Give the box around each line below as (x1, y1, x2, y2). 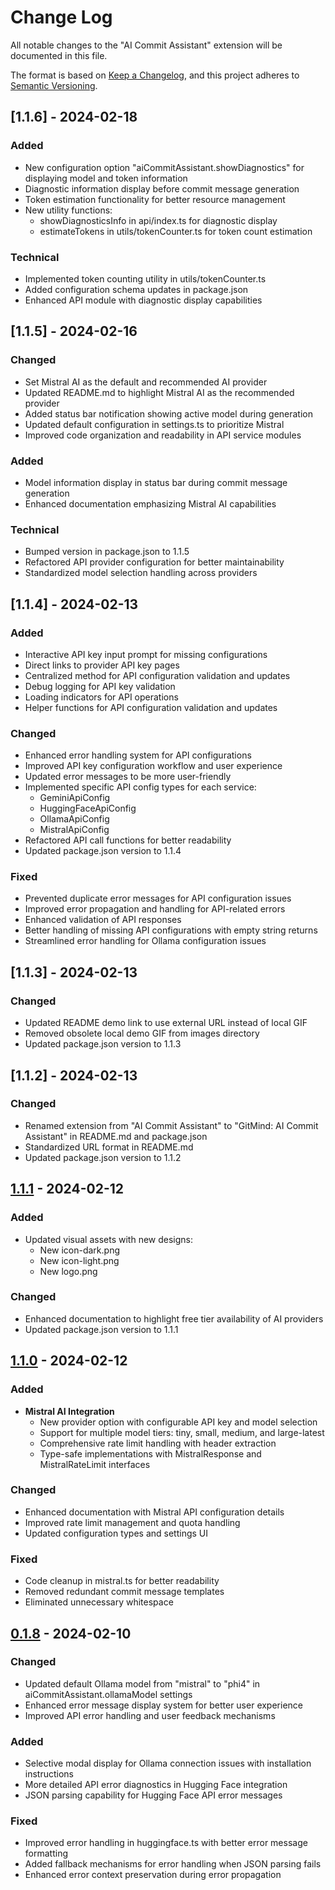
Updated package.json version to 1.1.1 (24, 1323, 179, 1335)
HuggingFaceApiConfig (39, 802, 137, 815)
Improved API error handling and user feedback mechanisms (24, 1709, 276, 1721)
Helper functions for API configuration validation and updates (24, 701, 278, 713)
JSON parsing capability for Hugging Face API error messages (24, 1789, 283, 1801)
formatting (24, 1847, 68, 1860)
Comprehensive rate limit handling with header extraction (39, 1437, 277, 1449)
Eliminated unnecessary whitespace (24, 1596, 174, 1608)
